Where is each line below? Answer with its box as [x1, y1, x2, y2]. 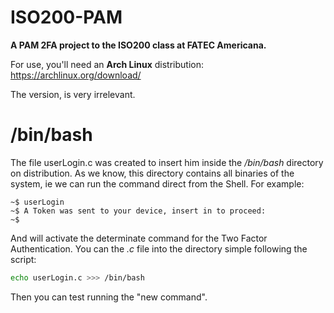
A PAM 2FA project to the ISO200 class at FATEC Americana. [10, 39, 267, 51]
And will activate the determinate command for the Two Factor [10, 232, 268, 244]
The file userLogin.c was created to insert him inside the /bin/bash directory [10, 156, 324, 168]
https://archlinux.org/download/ [10, 69, 142, 81]
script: [10, 253, 37, 265]
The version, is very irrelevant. [10, 88, 136, 100]
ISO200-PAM [10, 6, 123, 29]
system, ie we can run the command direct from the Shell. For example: [10, 177, 305, 190]
